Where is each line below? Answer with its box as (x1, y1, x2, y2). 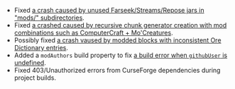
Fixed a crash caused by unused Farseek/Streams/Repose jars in (13, 6, 204, 14)
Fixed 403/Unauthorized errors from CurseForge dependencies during (13, 66, 221, 74)
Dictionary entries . (13, 44, 69, 52)
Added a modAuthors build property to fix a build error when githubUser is (13, 51, 228, 59)
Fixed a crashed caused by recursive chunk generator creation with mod (13, 21, 227, 29)
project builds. (13, 73, 57, 82)
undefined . (13, 59, 46, 66)
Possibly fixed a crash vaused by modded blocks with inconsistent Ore (13, 36, 222, 44)
